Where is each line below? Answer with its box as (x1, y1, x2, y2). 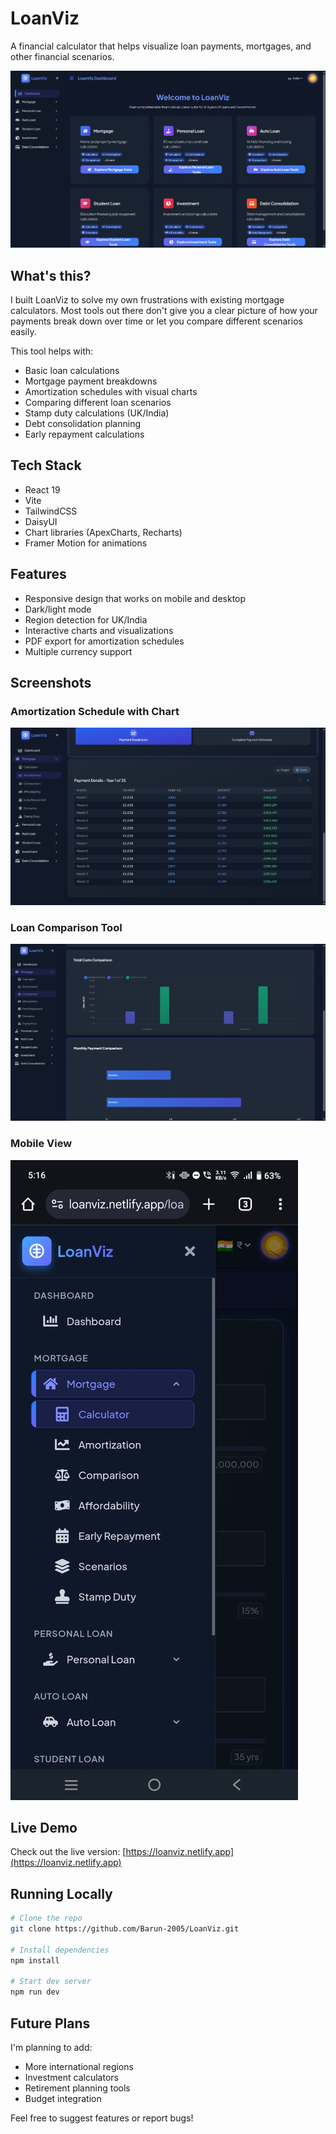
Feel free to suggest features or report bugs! (10, 2112, 194, 2124)
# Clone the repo (10, 1913, 83, 1924)
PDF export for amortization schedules (24, 635, 185, 647)
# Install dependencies (10, 1945, 110, 1955)
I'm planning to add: (10, 2041, 93, 2053)
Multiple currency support (24, 645, 133, 657)
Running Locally (10, 1885, 113, 1902)
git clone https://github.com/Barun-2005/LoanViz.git (10, 1924, 240, 1934)
